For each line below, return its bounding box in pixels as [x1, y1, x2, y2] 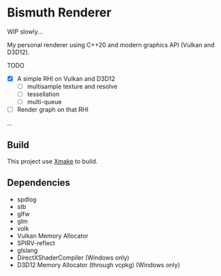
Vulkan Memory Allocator [16, 231, 89, 240]
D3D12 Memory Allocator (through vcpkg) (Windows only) [16, 260, 181, 268]
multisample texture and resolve [27, 82, 118, 90]
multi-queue [27, 98, 62, 106]
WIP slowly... [7, 27, 43, 36]
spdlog [16, 195, 37, 203]
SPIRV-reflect [16, 238, 56, 247]
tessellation [27, 90, 60, 99]
